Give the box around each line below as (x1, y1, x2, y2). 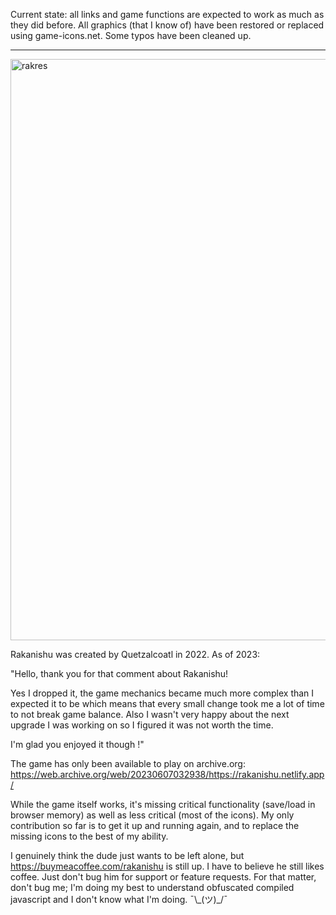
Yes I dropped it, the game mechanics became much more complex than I (10, 687, 315, 699)
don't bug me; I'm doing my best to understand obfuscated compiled (10, 882, 295, 893)
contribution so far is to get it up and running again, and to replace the (10, 820, 300, 831)
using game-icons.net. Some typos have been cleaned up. (10, 30, 252, 41)
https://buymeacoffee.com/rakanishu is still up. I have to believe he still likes (10, 860, 325, 872)
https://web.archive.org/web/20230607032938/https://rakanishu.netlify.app (10, 769, 325, 780)
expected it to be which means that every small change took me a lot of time (10, 698, 325, 709)
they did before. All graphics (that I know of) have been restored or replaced (10, 19, 325, 31)
